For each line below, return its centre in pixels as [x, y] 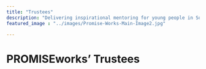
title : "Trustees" [30, 12]
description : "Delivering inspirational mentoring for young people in [100, 18]
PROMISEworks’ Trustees [73, 59]
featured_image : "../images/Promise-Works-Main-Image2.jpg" [86, 23]
